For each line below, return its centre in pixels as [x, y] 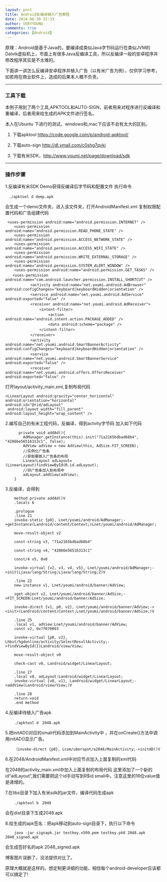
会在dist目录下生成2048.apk [34, 812]
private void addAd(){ [42, 433]
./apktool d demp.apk [31, 197]
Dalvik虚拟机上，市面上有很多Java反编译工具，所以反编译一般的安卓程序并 [82, 54]
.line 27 [23, 672]
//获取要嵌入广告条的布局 [46, 456]
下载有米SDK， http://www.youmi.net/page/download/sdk [71, 156]
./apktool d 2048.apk [37, 723]
